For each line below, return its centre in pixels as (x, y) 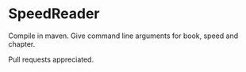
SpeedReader (54, 14)
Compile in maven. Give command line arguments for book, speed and (123, 36)
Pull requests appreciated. (51, 59)
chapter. (22, 44)
